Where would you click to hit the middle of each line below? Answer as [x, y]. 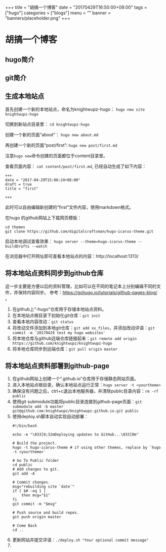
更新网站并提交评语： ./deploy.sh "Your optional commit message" [81, 540]
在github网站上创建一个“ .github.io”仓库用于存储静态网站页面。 [75, 379]
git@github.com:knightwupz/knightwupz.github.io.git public [75, 411]
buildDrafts [17, 246]
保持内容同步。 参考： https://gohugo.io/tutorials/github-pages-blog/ [88, 292]
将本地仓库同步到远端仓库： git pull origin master [65, 349]
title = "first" [22, 188]
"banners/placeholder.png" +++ [38, 18]
